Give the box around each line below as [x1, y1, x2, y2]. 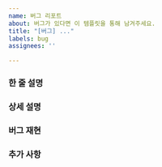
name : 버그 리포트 [8, 11, 62, 20]
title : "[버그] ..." [8, 27, 75, 35]
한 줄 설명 [8, 78, 43, 89]
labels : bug [8, 34, 49, 43]
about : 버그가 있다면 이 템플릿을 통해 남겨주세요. [8, 19, 156, 28]
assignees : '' [8, 42, 57, 50]
